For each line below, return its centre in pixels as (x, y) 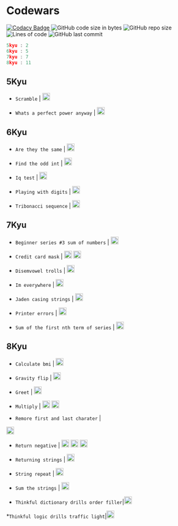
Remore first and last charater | (58, 418)
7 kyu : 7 (17, 57)
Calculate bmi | (35, 364)
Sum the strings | (37, 487)
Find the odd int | (39, 164)
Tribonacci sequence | (43, 206)
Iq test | (27, 178)
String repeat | (35, 473)
